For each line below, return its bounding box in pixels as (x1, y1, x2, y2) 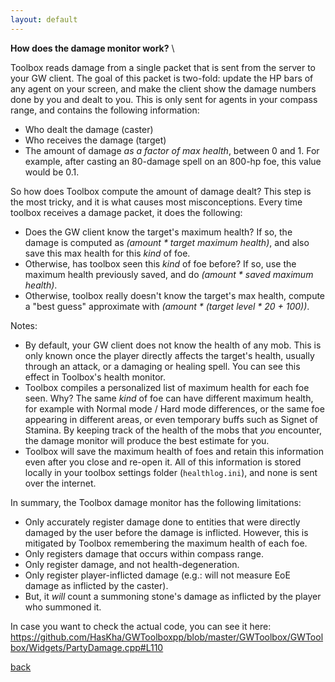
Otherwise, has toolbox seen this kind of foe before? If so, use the (24, 257, 297, 270)
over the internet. (24, 477, 97, 489)
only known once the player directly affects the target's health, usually (24, 349, 315, 361)
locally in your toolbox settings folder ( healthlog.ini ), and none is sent (24, 466, 318, 478)
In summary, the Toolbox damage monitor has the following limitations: (10, 496, 302, 508)
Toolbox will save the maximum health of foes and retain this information (24, 445, 324, 457)
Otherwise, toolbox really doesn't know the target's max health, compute (24, 289, 326, 301)
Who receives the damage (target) (24, 134, 167, 146)
